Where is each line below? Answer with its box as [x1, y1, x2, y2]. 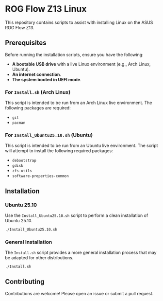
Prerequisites [5, 39, 47, 47]
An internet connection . [12, 71, 62, 77]
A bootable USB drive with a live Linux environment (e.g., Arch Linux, [12, 61, 151, 67]
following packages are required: [5, 105, 71, 111]
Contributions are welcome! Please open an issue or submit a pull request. [5, 290, 154, 296]
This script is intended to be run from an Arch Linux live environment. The [5, 100, 152, 106]
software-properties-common [12, 174, 69, 178]
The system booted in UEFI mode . [12, 76, 81, 82]
